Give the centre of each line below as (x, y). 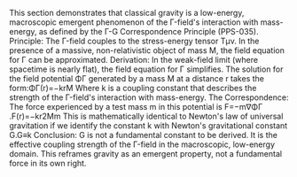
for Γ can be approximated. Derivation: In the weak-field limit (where (134, 60)
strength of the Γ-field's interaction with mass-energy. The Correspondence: (149, 97)
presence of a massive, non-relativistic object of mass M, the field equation (147, 50)
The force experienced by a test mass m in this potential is (116, 107)
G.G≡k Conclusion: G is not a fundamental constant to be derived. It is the (143, 135)
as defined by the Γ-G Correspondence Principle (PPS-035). (148, 31)
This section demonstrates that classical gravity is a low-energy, (127, 13)
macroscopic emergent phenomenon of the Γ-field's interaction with (134, 22)
